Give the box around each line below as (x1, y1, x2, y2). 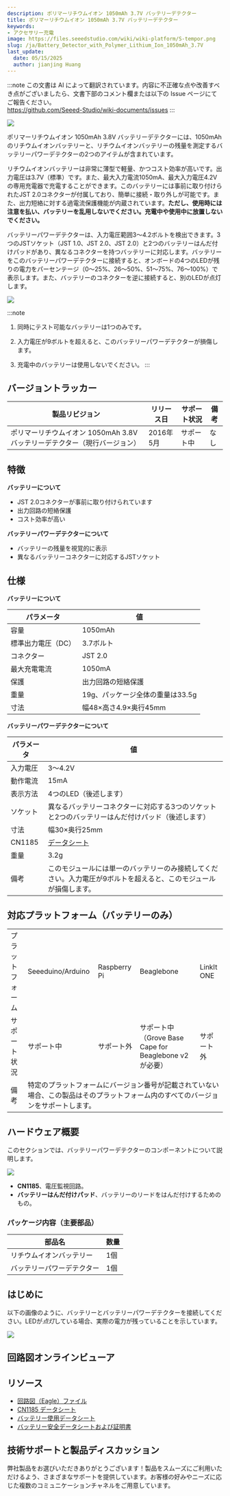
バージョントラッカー (7, 382, 97, 395)
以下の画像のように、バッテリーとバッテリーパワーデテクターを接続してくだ (7, 1308, 222, 1316)
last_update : (7, 49, 44, 56)
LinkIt (199, 962, 218, 972)
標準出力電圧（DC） (10, 639, 76, 648)
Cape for (139, 1042, 168, 1051)
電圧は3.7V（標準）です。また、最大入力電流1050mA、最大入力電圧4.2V (12, 173, 218, 181)
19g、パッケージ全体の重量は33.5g (81, 690, 197, 700)
